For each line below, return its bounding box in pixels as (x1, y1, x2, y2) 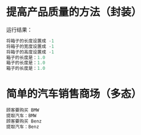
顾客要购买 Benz (6, 118, 42, 124)
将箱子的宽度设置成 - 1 (6, 43, 55, 49)
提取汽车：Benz (6, 124, 40, 130)
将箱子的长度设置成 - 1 (6, 38, 55, 44)
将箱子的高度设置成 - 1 (6, 49, 55, 55)
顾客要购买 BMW (6, 107, 40, 113)
